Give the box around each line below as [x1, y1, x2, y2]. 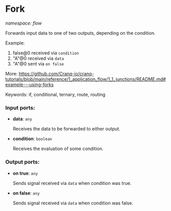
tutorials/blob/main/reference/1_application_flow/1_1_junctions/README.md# [5, 76, 166, 82]
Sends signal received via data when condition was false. [12, 200, 134, 206]
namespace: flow [5, 20, 42, 26]
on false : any [12, 190, 40, 196]
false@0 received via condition [12, 50, 79, 56]
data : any [12, 116, 32, 122]
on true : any [12, 170, 38, 176]
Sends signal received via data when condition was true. [12, 180, 132, 186]
